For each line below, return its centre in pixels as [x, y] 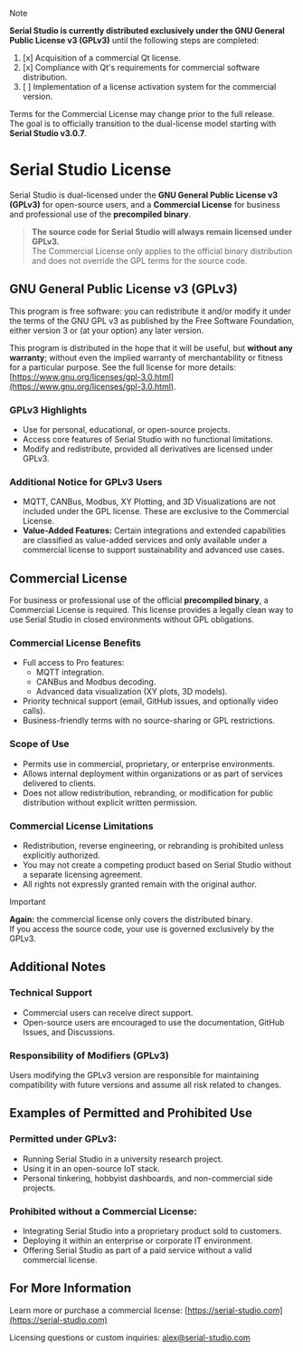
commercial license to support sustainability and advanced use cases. [153, 550]
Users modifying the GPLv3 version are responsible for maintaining [134, 1075]
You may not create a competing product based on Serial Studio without [157, 865]
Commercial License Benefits [76, 643]
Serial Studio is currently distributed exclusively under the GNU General [147, 30]
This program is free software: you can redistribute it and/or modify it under [150, 311]
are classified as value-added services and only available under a [144, 540]
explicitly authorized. [62, 855]
